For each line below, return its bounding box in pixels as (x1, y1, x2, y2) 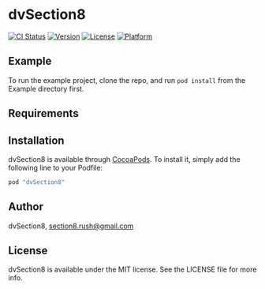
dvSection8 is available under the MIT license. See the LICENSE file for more (8, 265, 257, 274)
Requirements (8, 107, 79, 120)
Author (8, 200, 43, 214)
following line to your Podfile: (8, 163, 103, 172)
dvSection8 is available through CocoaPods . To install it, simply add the (8, 154, 241, 163)
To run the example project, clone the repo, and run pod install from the (8, 75, 246, 84)
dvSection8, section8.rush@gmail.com (8, 221, 134, 231)
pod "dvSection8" (8, 178, 65, 186)
